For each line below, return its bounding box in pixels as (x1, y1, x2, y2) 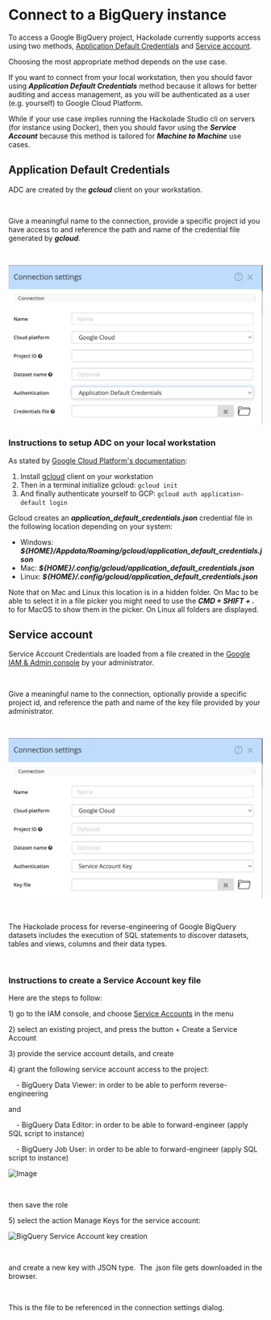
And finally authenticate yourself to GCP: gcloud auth (19, 488, 198, 499)
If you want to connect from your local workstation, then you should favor (8, 72, 252, 82)
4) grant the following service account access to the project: (8, 1064, 210, 1074)
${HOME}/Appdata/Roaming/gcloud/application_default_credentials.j (19, 545, 263, 555)
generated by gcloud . (8, 233, 81, 243)
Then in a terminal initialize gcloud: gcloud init (19, 480, 178, 490)
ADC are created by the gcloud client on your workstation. (8, 185, 203, 194)
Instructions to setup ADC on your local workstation (8, 437, 216, 448)
